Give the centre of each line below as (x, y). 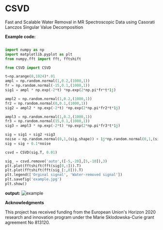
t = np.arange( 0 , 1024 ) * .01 (30, 77)
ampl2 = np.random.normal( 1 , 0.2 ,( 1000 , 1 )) (49, 99)
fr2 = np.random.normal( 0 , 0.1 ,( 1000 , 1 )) (47, 103)
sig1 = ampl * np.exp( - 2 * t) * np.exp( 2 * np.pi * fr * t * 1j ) (61, 90)
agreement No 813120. (27, 222)
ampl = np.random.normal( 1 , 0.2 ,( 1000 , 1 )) (48, 81)
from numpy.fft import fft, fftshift (43, 59)
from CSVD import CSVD (28, 68)
